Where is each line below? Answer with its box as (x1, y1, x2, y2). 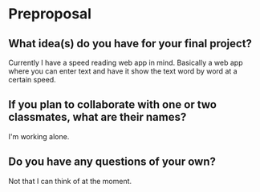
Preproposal (8, 5, 92, 23)
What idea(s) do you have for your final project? (8, 37, 253, 50)
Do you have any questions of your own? (8, 155, 217, 169)
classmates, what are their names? (8, 110, 187, 124)
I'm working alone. (8, 131, 70, 141)
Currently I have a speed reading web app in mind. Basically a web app (8, 58, 243, 67)
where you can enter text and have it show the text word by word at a (8, 66, 238, 76)
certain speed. (8, 75, 56, 84)
